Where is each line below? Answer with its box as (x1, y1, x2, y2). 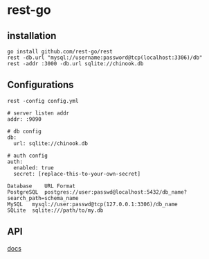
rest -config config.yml (7, 97, 79, 104)
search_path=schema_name (7, 194, 79, 201)
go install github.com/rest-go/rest (7, 48, 113, 55)
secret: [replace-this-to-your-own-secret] (13, 170, 140, 177)
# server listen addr (7, 110, 70, 117)
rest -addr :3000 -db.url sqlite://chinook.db (7, 60, 144, 67)
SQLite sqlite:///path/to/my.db (7, 207, 104, 214)
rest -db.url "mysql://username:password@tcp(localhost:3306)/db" (7, 54, 203, 61)
